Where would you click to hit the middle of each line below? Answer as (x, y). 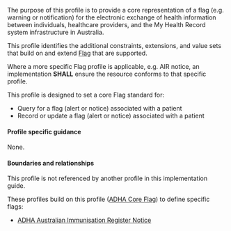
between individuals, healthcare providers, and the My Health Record (107, 25)
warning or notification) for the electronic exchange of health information (112, 17)
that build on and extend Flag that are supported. (77, 53)
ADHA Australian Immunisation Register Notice (84, 220)
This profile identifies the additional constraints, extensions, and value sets (114, 46)
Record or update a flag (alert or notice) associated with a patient (111, 115)
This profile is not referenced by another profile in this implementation (107, 178)
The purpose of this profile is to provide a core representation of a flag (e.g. (115, 10)
